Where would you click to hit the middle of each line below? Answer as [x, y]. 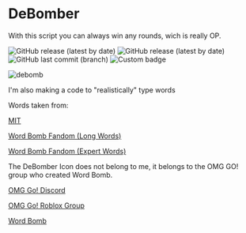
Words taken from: [38, 105]
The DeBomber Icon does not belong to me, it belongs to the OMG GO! [123, 166]
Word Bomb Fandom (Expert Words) [67, 151]
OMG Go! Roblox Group [47, 205]
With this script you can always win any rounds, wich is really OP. [115, 36]
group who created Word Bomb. [61, 175]
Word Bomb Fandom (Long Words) [65, 136]
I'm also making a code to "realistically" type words [92, 90]
